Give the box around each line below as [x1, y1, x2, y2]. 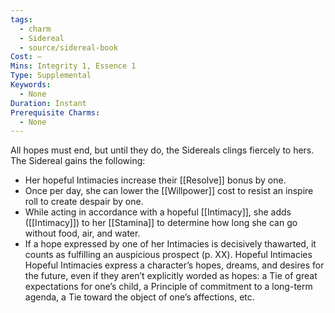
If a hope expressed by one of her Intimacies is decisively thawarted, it [24, 238, 317, 250]
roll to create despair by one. [24, 196, 144, 208]
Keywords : [10, 80, 52, 90]
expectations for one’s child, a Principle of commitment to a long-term [24, 281, 313, 293]
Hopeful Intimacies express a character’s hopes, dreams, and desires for [24, 259, 325, 271]
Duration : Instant [10, 98, 87, 108]
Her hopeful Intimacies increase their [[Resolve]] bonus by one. [24, 174, 287, 186]
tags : [10, 14, 33, 25]
